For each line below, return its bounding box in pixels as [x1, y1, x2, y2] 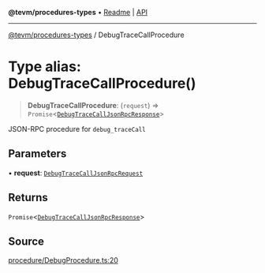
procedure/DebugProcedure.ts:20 [8, 256, 118, 265]
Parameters [8, 147, 67, 161]
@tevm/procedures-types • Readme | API [8, 8, 148, 17]
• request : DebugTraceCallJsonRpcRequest [8, 168, 144, 178]
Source [8, 234, 45, 248]
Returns [8, 191, 49, 204]
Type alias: [8, 58, 81, 76]
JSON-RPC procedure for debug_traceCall [8, 124, 146, 133]
